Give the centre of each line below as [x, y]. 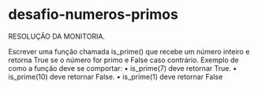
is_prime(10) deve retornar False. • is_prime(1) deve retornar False [116, 76]
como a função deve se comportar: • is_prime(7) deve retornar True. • [123, 68]
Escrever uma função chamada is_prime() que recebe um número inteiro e [129, 51]
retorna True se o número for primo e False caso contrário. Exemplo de [123, 60]
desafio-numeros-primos [93, 15]
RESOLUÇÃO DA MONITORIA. [56, 36]
